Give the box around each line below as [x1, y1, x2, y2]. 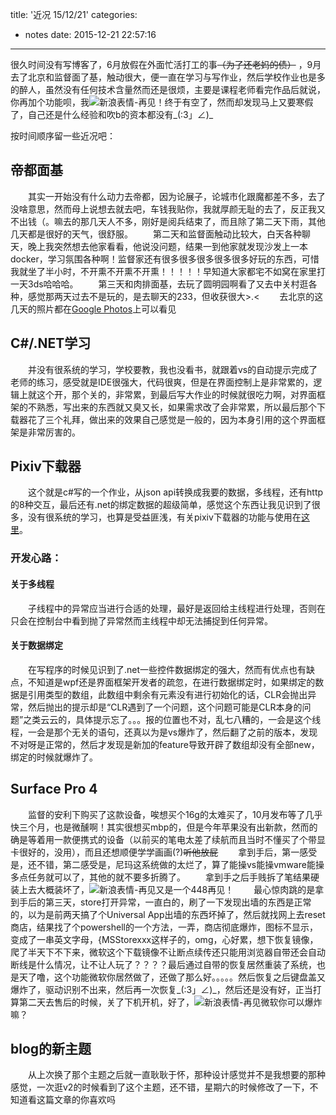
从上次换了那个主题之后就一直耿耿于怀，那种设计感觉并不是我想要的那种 [27, 1069, 326, 1081]
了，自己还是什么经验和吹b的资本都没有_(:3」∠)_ [10, 109, 214, 120]
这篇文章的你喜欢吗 [36, 1094, 116, 1106]
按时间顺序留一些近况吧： [10, 130, 116, 142]
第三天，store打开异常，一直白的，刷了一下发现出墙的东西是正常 [44, 896, 312, 908]
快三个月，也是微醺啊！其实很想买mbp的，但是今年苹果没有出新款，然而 [10, 821, 310, 833]
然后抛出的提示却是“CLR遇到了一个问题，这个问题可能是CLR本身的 [27, 701, 303, 713]
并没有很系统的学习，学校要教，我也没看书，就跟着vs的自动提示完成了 [27, 363, 318, 375]
